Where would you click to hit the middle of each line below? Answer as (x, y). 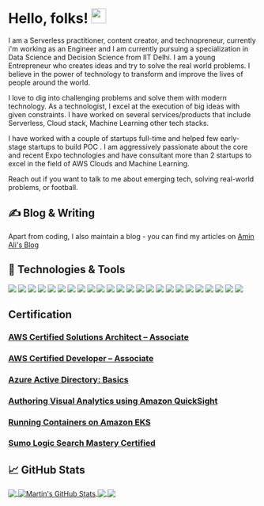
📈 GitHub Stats (47, 470)
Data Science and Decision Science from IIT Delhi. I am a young (112, 57)
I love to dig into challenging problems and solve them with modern (118, 97)
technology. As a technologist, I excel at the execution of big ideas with (124, 106)
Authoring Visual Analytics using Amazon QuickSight (113, 401)
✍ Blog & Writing (51, 213)
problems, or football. (43, 187)
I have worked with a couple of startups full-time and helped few (113, 138)
